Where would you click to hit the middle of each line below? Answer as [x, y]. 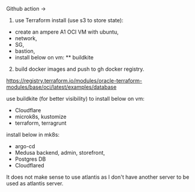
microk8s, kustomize [41, 117]
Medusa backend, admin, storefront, [60, 153]
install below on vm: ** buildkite [54, 57]
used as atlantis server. [35, 183]
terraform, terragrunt [41, 123]
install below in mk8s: [33, 135]
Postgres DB [30, 159]
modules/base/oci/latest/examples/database [61, 87]
